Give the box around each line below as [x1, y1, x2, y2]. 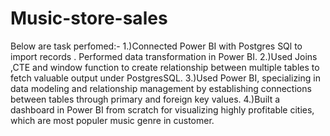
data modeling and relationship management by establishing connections [10, 82, 312, 94]
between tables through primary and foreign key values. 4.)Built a [10, 93, 281, 105]
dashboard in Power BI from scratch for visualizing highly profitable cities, [10, 103, 315, 116]
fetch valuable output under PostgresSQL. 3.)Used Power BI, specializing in [10, 72, 321, 84]
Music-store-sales [10, 7, 168, 30]
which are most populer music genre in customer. [10, 114, 215, 126]
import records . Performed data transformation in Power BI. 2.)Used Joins [10, 50, 318, 62]
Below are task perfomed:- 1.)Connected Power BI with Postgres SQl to [10, 40, 303, 52]
